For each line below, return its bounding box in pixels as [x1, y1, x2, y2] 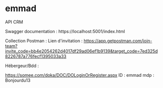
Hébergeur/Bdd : [5, 63, 39, 69]
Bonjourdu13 [5, 77, 31, 83]
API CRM [5, 19, 24, 25]
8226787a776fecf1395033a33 [5, 53, 67, 59]
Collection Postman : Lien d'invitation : [5, 37, 82, 44]
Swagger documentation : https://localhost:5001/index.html [5, 28, 125, 34]
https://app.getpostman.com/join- [83, 37, 152, 44]
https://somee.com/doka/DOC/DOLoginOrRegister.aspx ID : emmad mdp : [5, 72, 155, 78]
